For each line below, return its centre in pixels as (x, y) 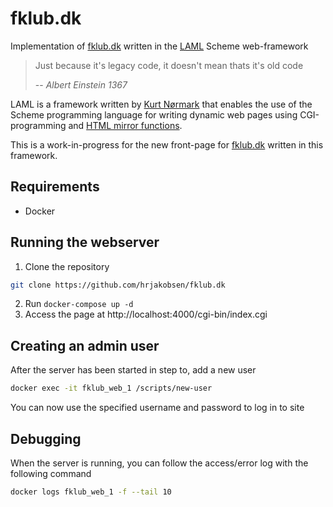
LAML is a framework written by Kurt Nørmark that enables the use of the (161, 104)
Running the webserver (85, 242)
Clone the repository (67, 266)
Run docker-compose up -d (79, 304)
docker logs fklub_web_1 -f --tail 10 (91, 492)
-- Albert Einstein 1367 (81, 84)
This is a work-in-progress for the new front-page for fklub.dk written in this (167, 144)
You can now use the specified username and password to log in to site (157, 408)
